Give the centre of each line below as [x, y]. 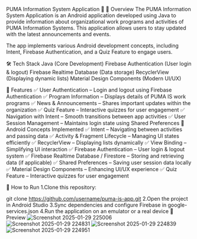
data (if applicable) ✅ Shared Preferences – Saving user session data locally [99, 163]
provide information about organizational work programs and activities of [95, 22]
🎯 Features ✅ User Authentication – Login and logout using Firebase [89, 90]
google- [177, 205]
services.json [22, 211]
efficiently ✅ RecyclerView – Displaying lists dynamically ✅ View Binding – [96, 143]
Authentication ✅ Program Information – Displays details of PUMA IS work [96, 96]
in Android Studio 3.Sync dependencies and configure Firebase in [86, 205]
